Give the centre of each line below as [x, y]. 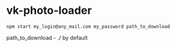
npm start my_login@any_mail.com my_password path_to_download [88, 27]
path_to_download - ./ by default [47, 37]
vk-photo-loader [49, 11]
